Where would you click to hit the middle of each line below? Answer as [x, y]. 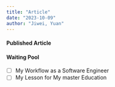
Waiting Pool [23, 57]
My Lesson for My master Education [61, 78]
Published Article [29, 43]
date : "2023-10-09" [31, 18]
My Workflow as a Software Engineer [62, 70]
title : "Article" [28, 12]
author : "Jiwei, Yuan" [35, 23]
